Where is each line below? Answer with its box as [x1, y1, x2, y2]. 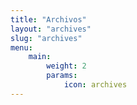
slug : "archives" [10, 33, 83, 43]
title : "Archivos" [10, 14, 87, 25]
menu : [10, 42, 33, 53]
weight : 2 [46, 61, 87, 71]
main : [28, 52, 52, 62]
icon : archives [63, 80, 128, 90]
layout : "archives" [10, 24, 92, 34]
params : [46, 71, 78, 81]
